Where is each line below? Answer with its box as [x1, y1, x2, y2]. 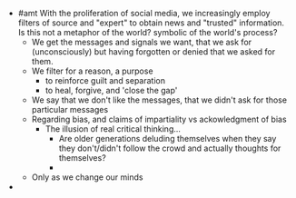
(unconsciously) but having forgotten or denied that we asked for [31, 46, 276, 57]
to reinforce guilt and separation [44, 75, 166, 85]
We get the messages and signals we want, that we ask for [31, 36, 252, 47]
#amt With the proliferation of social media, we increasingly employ [17, 8, 271, 18]
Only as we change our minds [31, 172, 143, 183]
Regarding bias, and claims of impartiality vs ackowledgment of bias [31, 114, 288, 124]
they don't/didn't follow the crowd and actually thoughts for [58, 143, 281, 153]
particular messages [31, 104, 109, 114]
